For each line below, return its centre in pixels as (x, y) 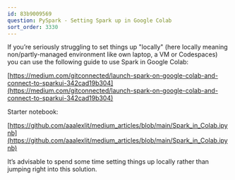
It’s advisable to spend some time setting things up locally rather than (108, 162)
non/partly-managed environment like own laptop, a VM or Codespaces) (113, 54)
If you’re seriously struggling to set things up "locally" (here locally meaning (117, 47)
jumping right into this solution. (52, 169)
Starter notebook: (33, 112)
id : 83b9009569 (30, 14)
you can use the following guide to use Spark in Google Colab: (98, 62)
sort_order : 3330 (33, 27)
